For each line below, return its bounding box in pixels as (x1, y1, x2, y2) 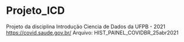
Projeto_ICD (6, 4, 65, 17)
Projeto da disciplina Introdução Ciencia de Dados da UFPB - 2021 (6, 23, 165, 30)
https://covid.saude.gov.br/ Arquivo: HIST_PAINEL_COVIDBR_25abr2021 (6, 29, 179, 36)
